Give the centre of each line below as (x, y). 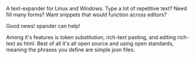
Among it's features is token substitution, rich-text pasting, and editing (91, 37)
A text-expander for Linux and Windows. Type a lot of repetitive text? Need (97, 8)
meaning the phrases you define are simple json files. (71, 50)
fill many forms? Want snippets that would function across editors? (86, 15)
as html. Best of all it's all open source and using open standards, (95, 44)
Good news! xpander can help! (43, 26)
